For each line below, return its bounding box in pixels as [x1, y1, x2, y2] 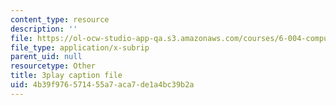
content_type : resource [10, 14, 110, 25]
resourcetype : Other [10, 61, 97, 71]
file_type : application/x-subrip [10, 42, 150, 53]
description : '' [10, 24, 78, 34]
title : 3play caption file [10, 71, 123, 81]
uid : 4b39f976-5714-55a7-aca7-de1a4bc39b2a [10, 80, 195, 90]
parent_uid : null [10, 52, 83, 62]
